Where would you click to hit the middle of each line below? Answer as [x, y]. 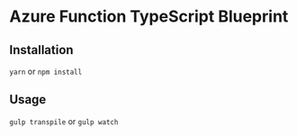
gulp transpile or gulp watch [64, 121]
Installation [41, 50]
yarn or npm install [46, 71]
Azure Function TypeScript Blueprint [149, 17]
